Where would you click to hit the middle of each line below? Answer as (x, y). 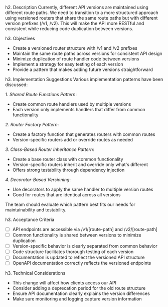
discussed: (17, 85)
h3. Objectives (20, 38)
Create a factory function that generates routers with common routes (84, 134)
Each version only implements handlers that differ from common (79, 109)
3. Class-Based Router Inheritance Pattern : (50, 149)
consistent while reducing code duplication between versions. (69, 29)
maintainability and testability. (36, 210)
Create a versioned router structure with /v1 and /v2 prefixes (75, 48)
